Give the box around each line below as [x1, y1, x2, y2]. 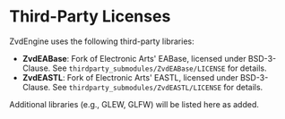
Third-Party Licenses [9, 6, 171, 27]
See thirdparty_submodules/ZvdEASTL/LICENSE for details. [52, 81, 263, 92]
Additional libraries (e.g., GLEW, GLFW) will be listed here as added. [9, 98, 260, 109]
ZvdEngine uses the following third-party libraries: [9, 36, 194, 47]
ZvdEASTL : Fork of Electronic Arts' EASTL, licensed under [22, 72, 239, 82]
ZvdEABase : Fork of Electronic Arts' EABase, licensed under [22, 53, 246, 64]
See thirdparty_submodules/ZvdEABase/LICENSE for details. [52, 63, 267, 73]
